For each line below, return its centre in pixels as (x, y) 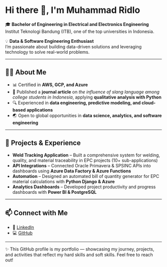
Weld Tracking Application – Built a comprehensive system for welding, (86, 155)
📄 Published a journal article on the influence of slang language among (86, 92)
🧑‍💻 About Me (26, 72)
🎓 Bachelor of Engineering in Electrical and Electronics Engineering (77, 24)
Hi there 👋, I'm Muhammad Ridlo (73, 10)
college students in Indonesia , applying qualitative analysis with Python (87, 97)
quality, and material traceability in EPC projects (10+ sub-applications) (85, 160)
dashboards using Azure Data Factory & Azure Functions (72, 171)
